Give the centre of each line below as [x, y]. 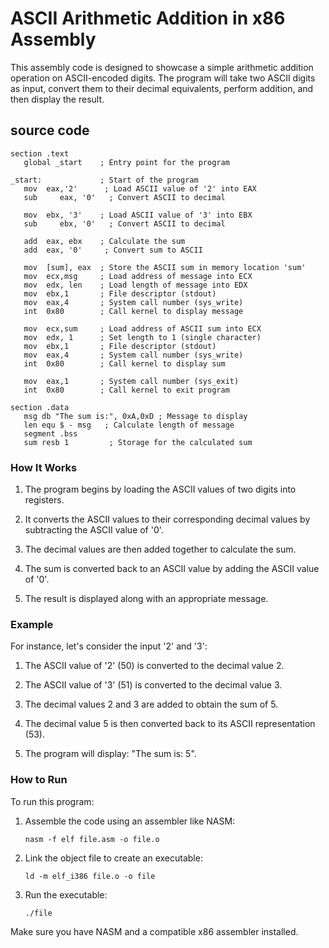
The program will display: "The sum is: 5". [110, 754]
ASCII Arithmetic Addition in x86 [148, 18]
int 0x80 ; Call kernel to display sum [124, 363]
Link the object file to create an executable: [113, 858]
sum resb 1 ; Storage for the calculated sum [138, 442]
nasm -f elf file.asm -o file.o [92, 839]
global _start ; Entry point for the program [126, 162]
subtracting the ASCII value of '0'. [94, 530]
